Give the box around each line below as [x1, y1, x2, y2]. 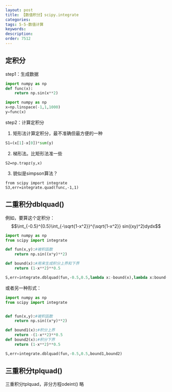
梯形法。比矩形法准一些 [12, 150, 62, 156]
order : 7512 [5, 36, 31, 42]
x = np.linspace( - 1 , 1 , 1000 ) [5, 105, 60, 110]
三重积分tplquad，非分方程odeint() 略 [5, 381, 84, 387]
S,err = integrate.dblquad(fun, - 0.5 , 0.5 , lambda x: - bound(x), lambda [5, 275, 147, 280]
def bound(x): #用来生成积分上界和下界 [5, 261, 80, 266]
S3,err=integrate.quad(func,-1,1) [5, 185, 79, 190]
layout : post [5, 7, 33, 13]
